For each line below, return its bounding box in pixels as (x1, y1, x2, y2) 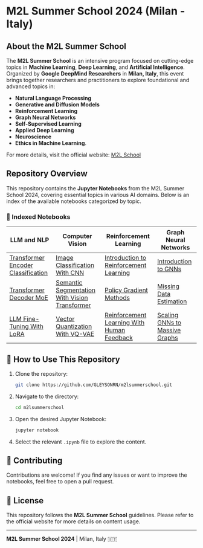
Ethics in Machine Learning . (14, 140, 86, 146)
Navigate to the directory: (14, 393, 79, 400)
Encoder (9, 261, 33, 269)
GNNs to (156, 318, 182, 327)
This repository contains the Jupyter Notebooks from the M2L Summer (6, 184, 185, 192)
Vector (56, 315, 75, 323)
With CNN (56, 269, 85, 277)
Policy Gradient (105, 286, 148, 294)
